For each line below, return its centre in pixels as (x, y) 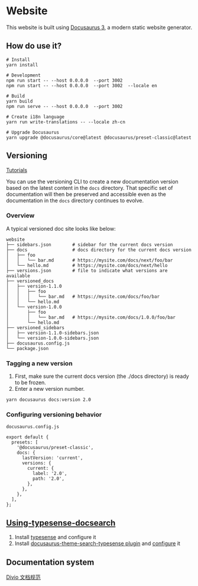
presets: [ (25, 442)
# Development (24, 75)
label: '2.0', (50, 474)
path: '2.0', (48, 479)
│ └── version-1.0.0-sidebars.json (53, 338)
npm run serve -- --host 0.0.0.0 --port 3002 (64, 106)
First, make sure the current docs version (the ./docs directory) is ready (102, 376)
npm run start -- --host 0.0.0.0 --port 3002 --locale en (82, 85)
